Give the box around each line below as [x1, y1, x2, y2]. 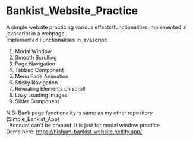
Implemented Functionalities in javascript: [6, 36, 108, 43]
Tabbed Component [14, 66, 64, 73]
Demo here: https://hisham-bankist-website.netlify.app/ [6, 128, 143, 135]
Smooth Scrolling [14, 54, 58, 61]
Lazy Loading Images [14, 91, 68, 99]
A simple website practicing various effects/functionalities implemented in [6, 24, 187, 31]
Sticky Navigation [14, 78, 58, 86]
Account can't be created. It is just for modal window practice [8, 122, 160, 129]
